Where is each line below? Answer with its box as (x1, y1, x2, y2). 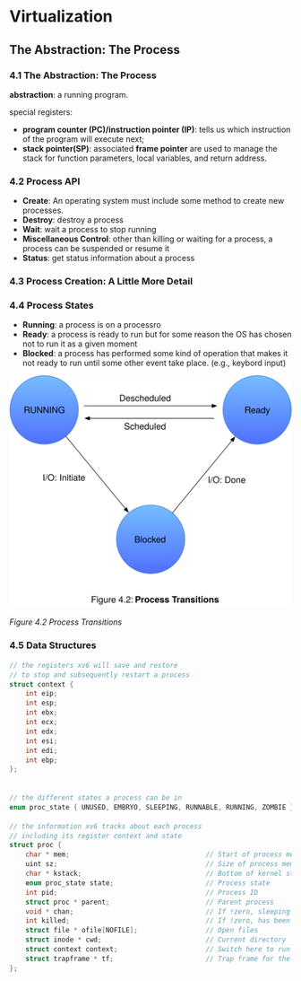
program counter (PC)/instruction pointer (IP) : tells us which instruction (21, 124, 291, 135)
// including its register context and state (9, 831, 182, 840)
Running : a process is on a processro (21, 320, 161, 330)
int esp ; (25, 698, 58, 708)
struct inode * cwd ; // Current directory (25, 935, 287, 944)
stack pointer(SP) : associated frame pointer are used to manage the (21, 143, 278, 153)
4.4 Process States (9, 299, 94, 311)
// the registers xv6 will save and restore (9, 661, 178, 670)
